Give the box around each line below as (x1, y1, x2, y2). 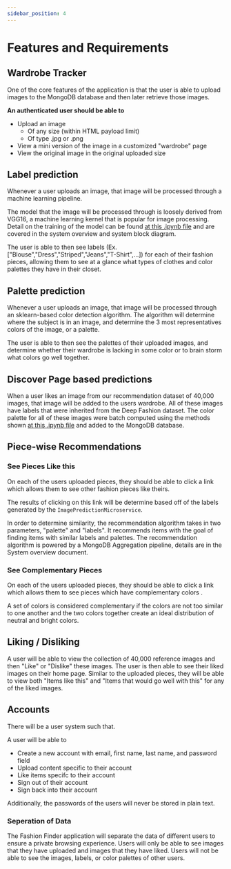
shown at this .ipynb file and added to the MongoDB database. (7, 421, 185, 430)
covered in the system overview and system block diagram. (7, 230, 177, 238)
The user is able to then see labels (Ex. (7, 243, 117, 252)
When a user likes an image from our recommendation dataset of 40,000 (7, 392, 214, 400)
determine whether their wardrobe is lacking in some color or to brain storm (7, 346, 223, 354)
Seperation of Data (7, 816, 72, 826)
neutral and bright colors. (7, 617, 79, 625)
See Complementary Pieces (7, 565, 103, 575)
